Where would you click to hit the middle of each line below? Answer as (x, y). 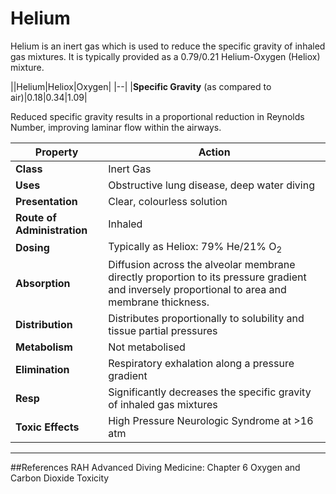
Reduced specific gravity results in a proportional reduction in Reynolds (157, 116)
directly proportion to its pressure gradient (207, 277)
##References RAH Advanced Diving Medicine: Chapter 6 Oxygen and (155, 468)
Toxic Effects (47, 427)
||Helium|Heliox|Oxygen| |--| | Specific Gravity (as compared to (141, 86)
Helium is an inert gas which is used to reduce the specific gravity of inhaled (168, 46)
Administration (51, 230)
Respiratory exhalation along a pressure (201, 364)
